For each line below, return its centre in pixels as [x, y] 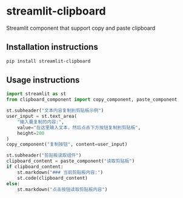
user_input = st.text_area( [42, 117]
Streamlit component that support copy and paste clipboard [81, 28]
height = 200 [31, 133]
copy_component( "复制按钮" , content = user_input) [67, 145]
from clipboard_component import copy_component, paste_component [92, 100]
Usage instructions [43, 80]
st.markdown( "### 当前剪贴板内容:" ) [60, 172]
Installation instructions [52, 47]
